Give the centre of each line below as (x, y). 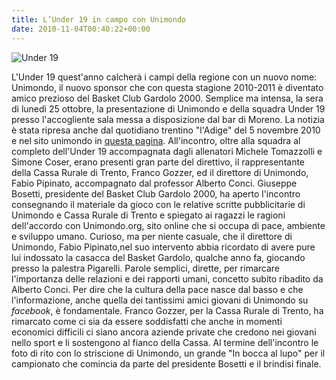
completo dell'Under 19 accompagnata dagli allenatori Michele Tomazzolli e (167, 151)
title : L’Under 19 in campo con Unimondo (99, 19)
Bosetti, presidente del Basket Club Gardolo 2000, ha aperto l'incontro (156, 193)
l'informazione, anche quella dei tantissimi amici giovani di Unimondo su (160, 300)
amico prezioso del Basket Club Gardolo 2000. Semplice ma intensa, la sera (167, 98)
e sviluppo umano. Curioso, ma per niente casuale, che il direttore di (152, 236)
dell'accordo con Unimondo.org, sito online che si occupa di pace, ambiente (168, 225)
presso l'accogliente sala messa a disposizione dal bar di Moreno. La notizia (168, 119)
